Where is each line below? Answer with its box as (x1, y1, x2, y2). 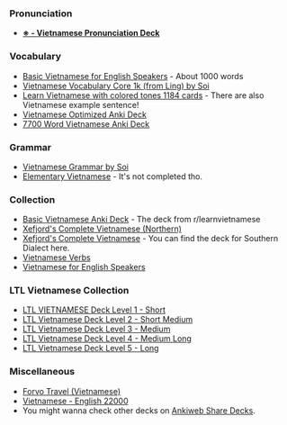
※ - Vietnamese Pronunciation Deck (22, 28, 160, 39)
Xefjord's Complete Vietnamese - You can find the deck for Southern (22, 233, 279, 244)
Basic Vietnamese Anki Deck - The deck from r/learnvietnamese (22, 214, 261, 225)
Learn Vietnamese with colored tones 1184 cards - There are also (22, 89, 265, 101)
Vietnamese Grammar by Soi (22, 161, 129, 172)
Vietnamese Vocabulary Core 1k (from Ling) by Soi (22, 80, 210, 91)
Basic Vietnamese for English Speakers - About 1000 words (22, 70, 244, 81)
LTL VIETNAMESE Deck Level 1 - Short (22, 304, 166, 315)
